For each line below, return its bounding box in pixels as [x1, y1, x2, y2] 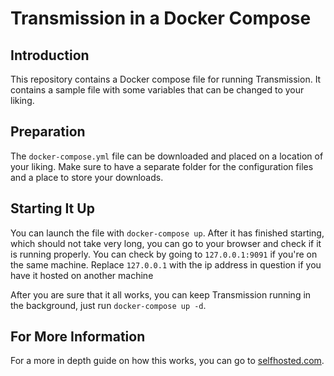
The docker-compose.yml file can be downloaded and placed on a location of [10, 150, 324, 162]
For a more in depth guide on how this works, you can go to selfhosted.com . [10, 355, 325, 367]
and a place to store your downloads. [10, 171, 164, 183]
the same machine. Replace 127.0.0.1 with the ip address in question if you [10, 258, 322, 271]
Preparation [10, 123, 86, 141]
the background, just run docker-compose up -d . [10, 299, 207, 311]
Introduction [10, 47, 90, 64]
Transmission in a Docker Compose [10, 7, 312, 30]
